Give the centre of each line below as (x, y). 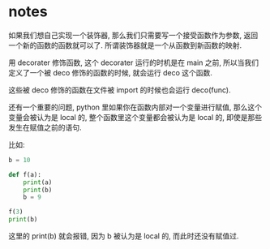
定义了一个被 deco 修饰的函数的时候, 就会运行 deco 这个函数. (111, 72)
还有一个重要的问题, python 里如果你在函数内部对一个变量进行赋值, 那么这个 (135, 107)
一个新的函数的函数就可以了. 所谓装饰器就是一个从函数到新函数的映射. (125, 45)
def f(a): (25, 174)
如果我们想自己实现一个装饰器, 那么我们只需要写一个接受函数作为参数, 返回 (133, 35)
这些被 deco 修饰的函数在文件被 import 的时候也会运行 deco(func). (120, 90)
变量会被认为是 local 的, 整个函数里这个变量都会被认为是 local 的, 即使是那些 (135, 117)
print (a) (38, 182)
